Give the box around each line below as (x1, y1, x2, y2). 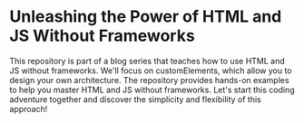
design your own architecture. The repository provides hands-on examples (9, 74, 289, 85)
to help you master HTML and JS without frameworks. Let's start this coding (9, 84, 295, 95)
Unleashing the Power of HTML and (9, 6, 282, 27)
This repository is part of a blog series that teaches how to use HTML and (9, 55, 286, 66)
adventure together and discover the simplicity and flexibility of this (9, 93, 261, 105)
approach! (9, 103, 48, 114)
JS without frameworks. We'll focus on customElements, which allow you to (9, 65, 292, 76)
